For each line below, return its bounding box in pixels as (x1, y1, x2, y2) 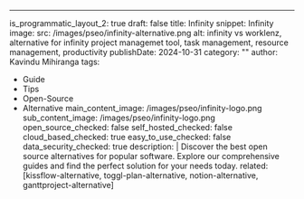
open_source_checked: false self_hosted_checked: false (22, 122, 233, 132)
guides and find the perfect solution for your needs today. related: (22, 160, 269, 171)
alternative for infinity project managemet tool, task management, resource (9, 37, 290, 48)
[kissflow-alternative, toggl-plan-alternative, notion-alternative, (22, 170, 259, 181)
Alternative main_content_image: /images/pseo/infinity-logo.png (22, 103, 262, 113)
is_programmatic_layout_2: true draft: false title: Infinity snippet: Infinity (9, 18, 274, 28)
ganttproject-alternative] (22, 180, 115, 190)
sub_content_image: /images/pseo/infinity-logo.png (22, 112, 215, 123)
